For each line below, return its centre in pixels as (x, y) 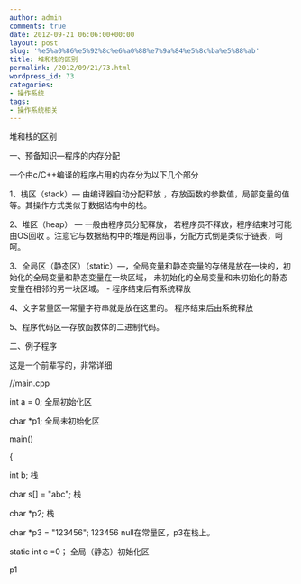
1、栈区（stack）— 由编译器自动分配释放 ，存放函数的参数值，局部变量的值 (150, 194)
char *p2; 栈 (32, 514)
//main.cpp (30, 383)
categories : (32, 85)
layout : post (34, 43)
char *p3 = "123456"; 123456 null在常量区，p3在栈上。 (112, 533)
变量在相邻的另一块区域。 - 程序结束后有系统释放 (100, 288)
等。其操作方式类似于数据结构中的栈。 (80, 205)
